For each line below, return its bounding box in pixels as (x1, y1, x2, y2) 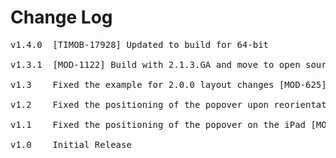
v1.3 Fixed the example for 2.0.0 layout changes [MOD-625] (10, 79, 327, 90)
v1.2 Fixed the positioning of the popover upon (10, 99, 270, 110)
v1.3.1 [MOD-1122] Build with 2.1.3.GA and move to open (10, 59, 301, 70)
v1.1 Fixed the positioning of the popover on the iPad (10, 119, 307, 130)
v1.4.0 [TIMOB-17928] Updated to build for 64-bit (10, 39, 270, 50)
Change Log (10, 6, 113, 29)
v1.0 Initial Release (10, 139, 132, 150)
